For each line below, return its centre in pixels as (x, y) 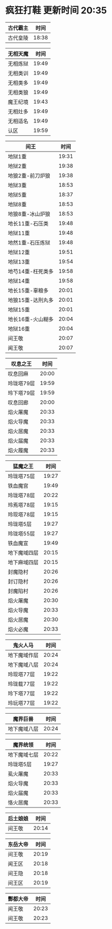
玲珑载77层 (21, 683)
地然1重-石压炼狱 (29, 242)
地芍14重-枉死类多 (31, 271)
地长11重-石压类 (28, 224)
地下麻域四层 (23, 562)
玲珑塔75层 (21, 476)
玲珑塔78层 (21, 495)
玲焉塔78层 (21, 505)
